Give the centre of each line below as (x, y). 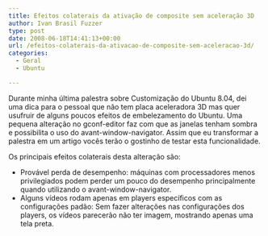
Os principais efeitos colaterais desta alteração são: (94, 156)
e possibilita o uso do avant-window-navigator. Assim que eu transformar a (134, 132)
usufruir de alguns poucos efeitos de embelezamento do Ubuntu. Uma (126, 115)
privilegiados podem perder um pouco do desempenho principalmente (138, 180)
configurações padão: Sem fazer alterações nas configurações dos (132, 206)
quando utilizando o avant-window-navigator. (96, 189)
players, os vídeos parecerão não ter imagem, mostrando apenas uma (136, 215)
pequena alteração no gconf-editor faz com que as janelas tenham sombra (133, 124)
